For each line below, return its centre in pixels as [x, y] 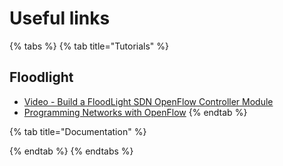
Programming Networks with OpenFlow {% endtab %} [135, 112]
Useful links [60, 18]
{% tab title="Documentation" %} [78, 131]
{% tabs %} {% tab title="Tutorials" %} [89, 46]
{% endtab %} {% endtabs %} [71, 151]
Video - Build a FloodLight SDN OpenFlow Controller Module [148, 101]
